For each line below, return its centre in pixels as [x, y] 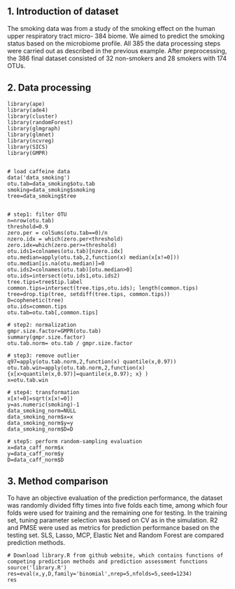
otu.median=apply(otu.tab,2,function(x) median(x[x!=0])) [93, 257]
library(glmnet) [31, 135]
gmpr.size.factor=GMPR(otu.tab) [54, 331]
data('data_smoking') [39, 177]
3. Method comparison [58, 481]
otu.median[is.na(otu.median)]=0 [56, 263]
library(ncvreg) [31, 141]
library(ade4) [28, 110]
